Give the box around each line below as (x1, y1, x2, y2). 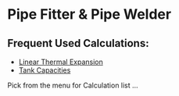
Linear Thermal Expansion (18, 57, 103, 66)
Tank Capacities (18, 66, 71, 75)
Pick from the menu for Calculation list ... (7, 80, 138, 90)
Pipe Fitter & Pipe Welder (7, 5, 172, 23)
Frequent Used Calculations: (7, 37, 149, 50)
